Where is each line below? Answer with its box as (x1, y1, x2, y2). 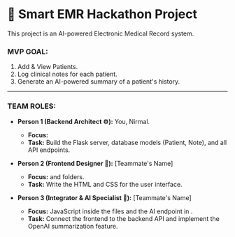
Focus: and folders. (27, 172, 85, 181)
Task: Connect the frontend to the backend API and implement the (27, 214, 220, 222)
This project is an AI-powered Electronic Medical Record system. (7, 29, 194, 38)
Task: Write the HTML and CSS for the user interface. (27, 180, 183, 188)
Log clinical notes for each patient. (17, 70, 117, 79)
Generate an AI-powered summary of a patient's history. (17, 77, 180, 86)
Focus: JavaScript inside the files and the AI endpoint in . (27, 207, 193, 215)
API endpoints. (27, 146, 71, 154)
